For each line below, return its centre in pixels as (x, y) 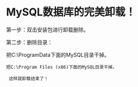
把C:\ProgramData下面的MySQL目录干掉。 (58, 54)
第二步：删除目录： (29, 42)
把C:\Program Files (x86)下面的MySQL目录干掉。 (62, 67)
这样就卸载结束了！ (29, 78)
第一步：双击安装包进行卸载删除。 (47, 30)
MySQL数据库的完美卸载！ (71, 12)
